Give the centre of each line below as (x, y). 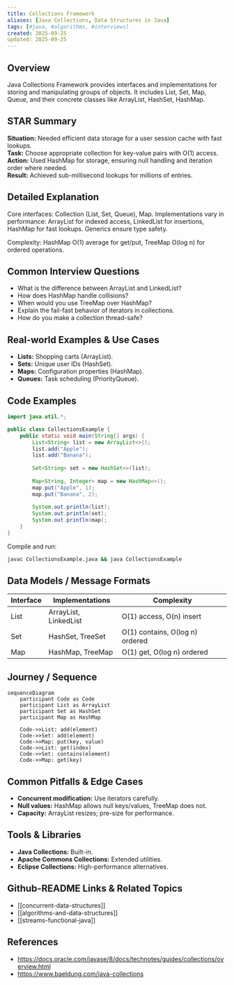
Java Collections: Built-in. (55, 852)
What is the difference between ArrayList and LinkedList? (100, 288)
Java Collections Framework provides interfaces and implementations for (112, 84)
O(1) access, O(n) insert (162, 616)
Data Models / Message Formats (79, 581)
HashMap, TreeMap (81, 652)
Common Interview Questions (73, 272)
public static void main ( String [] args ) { (82, 436)
